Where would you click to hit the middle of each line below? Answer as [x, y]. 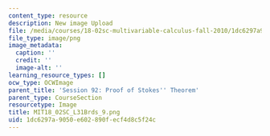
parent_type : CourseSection [55, 98]
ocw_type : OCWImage [41, 82]
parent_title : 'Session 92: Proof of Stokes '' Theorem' [104, 90]
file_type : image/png [45, 38]
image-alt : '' [39, 68]
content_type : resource [48, 16]
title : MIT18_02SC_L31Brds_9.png [64, 113]
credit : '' [34, 61]
